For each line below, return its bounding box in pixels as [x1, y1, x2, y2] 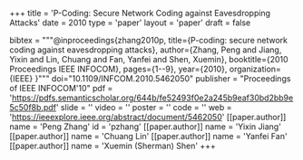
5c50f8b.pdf [9, 102, 57, 112]
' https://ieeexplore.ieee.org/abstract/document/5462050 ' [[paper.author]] [9, 112, 287, 122]
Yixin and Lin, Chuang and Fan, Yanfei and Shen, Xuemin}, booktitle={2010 [9, 54, 288, 64]
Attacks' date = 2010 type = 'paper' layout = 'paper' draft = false [9, 17, 251, 28]
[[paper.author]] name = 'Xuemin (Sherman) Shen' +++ [9, 140, 216, 151]
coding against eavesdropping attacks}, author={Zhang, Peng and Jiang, [9, 44, 282, 55]
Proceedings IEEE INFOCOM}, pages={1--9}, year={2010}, [9, 63, 228, 74]
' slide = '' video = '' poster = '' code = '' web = [55, 102, 233, 112]
